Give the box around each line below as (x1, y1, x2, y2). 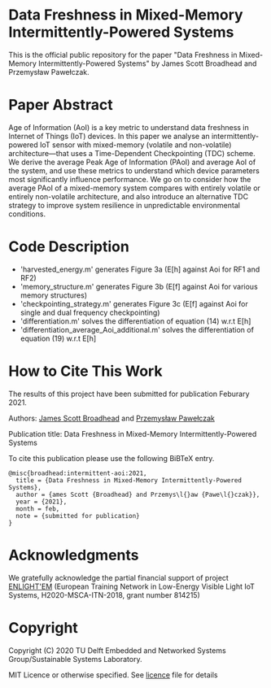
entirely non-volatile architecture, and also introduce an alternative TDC (8, 191, 249, 201)
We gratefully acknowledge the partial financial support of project (8, 573, 229, 582)
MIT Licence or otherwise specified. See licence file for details (8, 669, 218, 680)
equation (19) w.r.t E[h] (20, 333, 97, 343)
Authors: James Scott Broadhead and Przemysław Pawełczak (8, 413, 216, 423)
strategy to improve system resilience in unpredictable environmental (8, 200, 240, 210)
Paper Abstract (8, 96, 113, 115)
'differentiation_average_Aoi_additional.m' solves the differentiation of (20, 324, 255, 334)
